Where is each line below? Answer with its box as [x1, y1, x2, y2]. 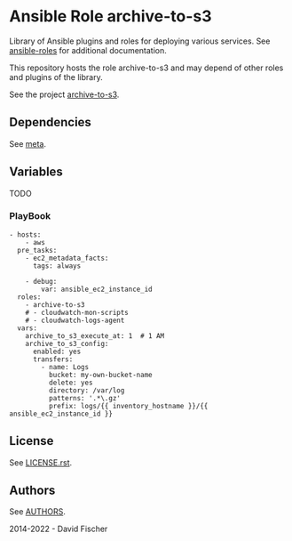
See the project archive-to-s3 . [9, 89, 120, 100]
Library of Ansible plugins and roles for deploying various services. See [9, 36, 271, 46]
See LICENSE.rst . [9, 456, 73, 468]
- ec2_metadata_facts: [25, 254, 109, 262]
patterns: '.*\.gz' [48, 393, 122, 402]
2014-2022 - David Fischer [9, 523, 108, 535]
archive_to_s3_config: [25, 339, 109, 348]
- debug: [25, 277, 58, 286]
